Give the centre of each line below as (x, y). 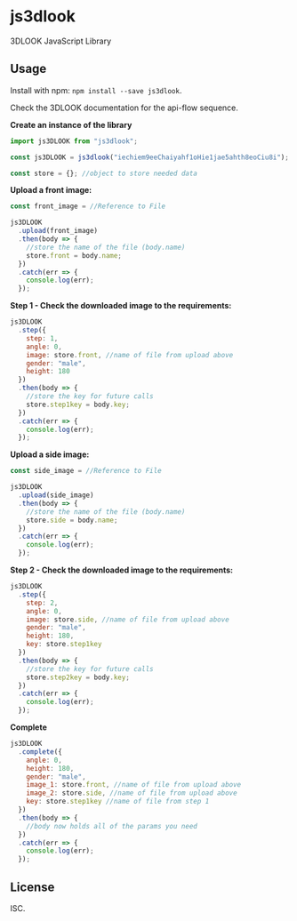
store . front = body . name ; (74, 255)
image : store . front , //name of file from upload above (130, 355)
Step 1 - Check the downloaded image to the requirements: (121, 306)
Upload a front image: (51, 190)
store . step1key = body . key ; (78, 404)
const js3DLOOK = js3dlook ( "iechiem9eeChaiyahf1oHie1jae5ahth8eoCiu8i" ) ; (150, 157)
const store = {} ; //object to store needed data (104, 173)
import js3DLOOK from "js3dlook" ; (74, 141)
